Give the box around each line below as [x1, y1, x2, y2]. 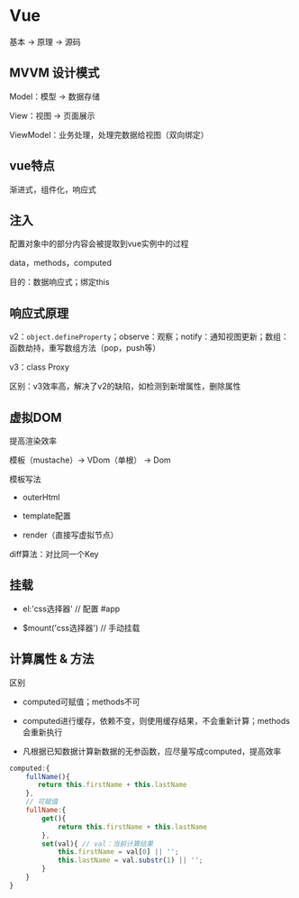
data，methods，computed [9, 258, 113, 269]
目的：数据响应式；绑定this [9, 277, 110, 288]
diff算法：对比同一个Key [9, 549, 99, 559]
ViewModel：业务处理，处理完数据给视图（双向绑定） [9, 129, 209, 140]
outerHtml [22, 492, 60, 502]
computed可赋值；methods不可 [22, 696, 141, 707]
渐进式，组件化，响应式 [9, 184, 96, 195]
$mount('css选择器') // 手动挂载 [22, 622, 140, 633]
